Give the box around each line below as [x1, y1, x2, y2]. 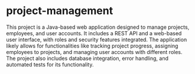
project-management [6, 4, 113, 18]
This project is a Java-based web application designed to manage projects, [6, 23, 190, 31]
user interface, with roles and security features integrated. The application [6, 36, 187, 43]
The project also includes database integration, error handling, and [6, 55, 169, 62]
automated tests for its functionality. [6, 60, 94, 68]
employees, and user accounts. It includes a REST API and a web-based [6, 29, 182, 36]
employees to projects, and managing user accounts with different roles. [6, 48, 183, 55]
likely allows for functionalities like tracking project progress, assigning [6, 42, 178, 49]
